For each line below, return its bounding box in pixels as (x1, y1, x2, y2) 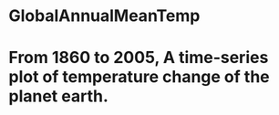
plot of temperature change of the (8, 67, 270, 88)
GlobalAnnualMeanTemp (8, 5, 201, 26)
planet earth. (8, 86, 108, 107)
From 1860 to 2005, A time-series (8, 47, 269, 68)
